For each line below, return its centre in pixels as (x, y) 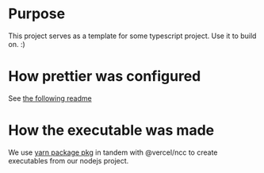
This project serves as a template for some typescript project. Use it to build (132, 36)
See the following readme (50, 98)
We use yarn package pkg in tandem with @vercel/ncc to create (113, 152)
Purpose (37, 14)
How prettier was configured (105, 77)
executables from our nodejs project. (69, 160)
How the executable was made (111, 131)
